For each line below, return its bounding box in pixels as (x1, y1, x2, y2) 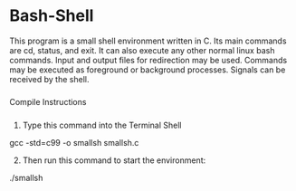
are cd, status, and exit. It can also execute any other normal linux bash (9, 44, 275, 55)
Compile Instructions (9, 97, 87, 108)
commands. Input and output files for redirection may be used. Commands (9, 54, 288, 65)
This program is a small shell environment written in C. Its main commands (9, 35, 287, 46)
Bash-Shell (9, 5, 94, 26)
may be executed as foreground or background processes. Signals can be (9, 64, 286, 75)
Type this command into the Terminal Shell (22, 119, 182, 130)
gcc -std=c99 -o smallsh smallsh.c (9, 137, 139, 148)
